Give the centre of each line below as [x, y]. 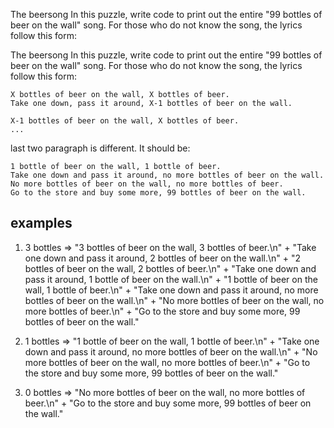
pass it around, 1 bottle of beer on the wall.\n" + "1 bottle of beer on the [171, 279]
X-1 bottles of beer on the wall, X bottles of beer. [125, 121]
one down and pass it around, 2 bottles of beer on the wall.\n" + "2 [162, 258]
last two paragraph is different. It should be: [100, 148]
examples [41, 223]
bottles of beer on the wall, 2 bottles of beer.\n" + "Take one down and [170, 268]
